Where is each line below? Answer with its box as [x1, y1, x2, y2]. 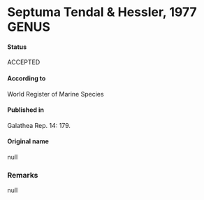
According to [7, 74, 46, 83]
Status [7, 43, 27, 51]
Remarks [7, 170, 38, 180]
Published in [7, 106, 44, 114]
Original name [7, 137, 49, 145]
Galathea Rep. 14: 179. [7, 121, 71, 129]
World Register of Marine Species [7, 90, 104, 98]
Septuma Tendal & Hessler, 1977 [7, 4, 197, 20]
